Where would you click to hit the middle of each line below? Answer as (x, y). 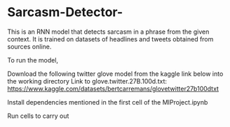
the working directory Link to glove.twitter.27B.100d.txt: (87, 81)
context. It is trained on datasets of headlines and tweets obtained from (110, 39)
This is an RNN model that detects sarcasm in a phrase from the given (108, 32)
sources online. (29, 46)
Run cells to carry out (38, 116)
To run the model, (33, 60)
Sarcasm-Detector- (65, 12)
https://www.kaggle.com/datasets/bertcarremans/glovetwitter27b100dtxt (113, 88)
